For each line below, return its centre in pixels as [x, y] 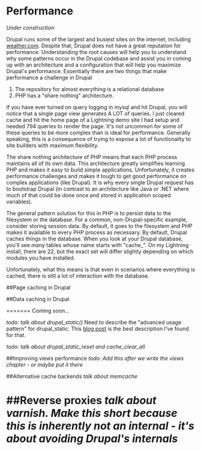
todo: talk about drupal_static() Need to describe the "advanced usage [94, 322]
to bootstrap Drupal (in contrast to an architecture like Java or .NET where [97, 189]
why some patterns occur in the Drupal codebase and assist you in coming [99, 58]
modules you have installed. [41, 258]
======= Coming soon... [38, 311]
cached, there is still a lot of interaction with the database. [78, 276]
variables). [19, 202]
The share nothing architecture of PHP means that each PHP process [92, 157]
